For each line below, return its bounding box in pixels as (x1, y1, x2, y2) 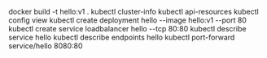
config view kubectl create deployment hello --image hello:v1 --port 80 (8, 15, 247, 25)
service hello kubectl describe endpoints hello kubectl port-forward (8, 32, 235, 42)
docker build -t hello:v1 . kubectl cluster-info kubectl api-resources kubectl (8, 7, 259, 16)
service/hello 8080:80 (8, 41, 83, 51)
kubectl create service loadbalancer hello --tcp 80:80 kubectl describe (8, 24, 247, 33)
